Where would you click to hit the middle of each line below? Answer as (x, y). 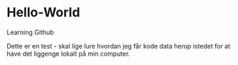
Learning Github (30, 32)
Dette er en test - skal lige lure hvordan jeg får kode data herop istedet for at (119, 46)
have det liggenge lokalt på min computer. (68, 54)
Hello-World (43, 12)
